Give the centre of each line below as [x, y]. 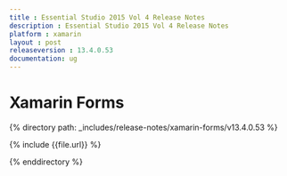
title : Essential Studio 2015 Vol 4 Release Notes [107, 17]
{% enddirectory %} [46, 162]
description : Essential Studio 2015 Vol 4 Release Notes [119, 26]
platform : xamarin [45, 34]
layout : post [36, 42]
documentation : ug [43, 59]
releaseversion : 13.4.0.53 [61, 51]
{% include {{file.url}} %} [55, 144]
